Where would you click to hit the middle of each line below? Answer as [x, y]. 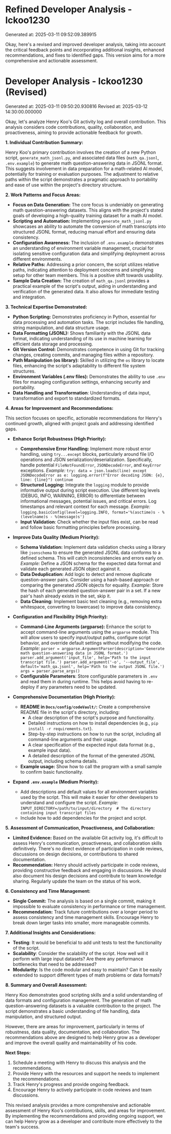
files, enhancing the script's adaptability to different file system [79, 365]
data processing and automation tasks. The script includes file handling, [88, 322]
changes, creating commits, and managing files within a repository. [83, 355]
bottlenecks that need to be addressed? [55, 964]
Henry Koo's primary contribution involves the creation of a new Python [81, 152]
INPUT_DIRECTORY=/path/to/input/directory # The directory [86, 808]
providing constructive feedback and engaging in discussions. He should [89, 870]
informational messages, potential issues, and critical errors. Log [88, 501]
